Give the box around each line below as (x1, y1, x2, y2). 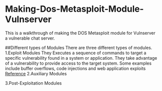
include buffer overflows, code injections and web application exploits (5, 65, 146, 71)
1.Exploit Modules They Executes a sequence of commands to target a (5, 50, 146, 56)
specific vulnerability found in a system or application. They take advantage (5, 55, 158, 61)
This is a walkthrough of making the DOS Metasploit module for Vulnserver (5, 30, 156, 36)
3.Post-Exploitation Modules (5, 80, 62, 86)
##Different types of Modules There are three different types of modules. (5, 45, 152, 50)
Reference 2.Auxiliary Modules (5, 70, 67, 76)
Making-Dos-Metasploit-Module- (5, 3, 144, 15)
